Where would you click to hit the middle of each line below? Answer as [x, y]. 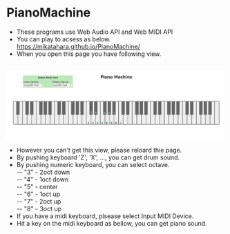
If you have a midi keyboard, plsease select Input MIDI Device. [105, 216]
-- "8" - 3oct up [39, 209]
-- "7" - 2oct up [39, 202]
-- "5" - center [37, 187]
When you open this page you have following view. [89, 54]
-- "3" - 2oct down [43, 172]
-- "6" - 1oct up [38, 194]
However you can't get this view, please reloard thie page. [99, 150]
